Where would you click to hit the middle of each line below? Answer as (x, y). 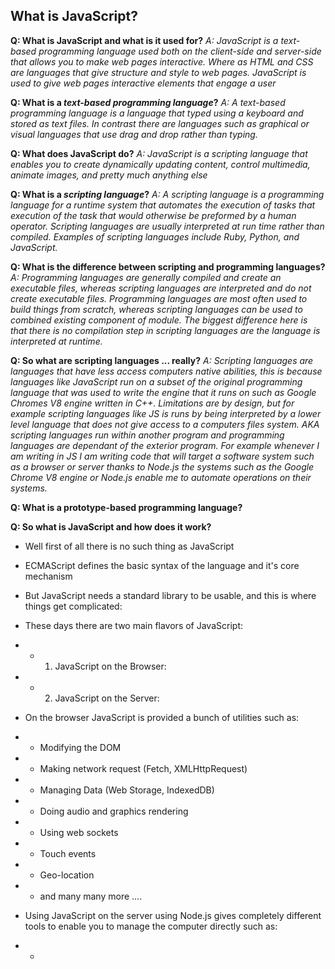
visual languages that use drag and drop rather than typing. (134, 134)
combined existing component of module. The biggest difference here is (159, 320)
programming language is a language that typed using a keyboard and (157, 113)
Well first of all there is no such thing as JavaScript (129, 546)
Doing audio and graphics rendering (114, 811)
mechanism (48, 576)
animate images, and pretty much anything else (109, 175)
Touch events (68, 853)
